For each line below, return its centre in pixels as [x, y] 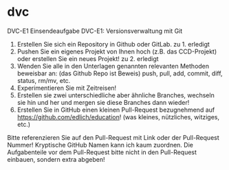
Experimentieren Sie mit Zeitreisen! [67, 88]
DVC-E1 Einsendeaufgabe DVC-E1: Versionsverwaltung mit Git [95, 31]
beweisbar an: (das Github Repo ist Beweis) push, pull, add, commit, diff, [120, 73]
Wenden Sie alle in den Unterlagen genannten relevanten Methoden [113, 66]
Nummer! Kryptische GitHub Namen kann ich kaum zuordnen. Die [100, 145]
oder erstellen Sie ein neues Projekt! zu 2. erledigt [88, 58]
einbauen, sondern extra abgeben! [56, 159]
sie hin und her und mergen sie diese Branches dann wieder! [103, 102]
